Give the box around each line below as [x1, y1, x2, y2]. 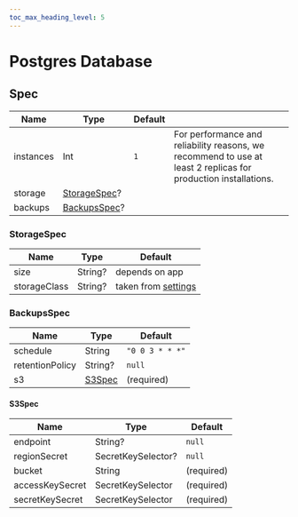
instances [13, 150, 55, 163]
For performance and [174, 128, 263, 140]
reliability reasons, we [174, 139, 265, 151]
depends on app [114, 266, 184, 278]
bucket [13, 465, 43, 477]
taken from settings [114, 280, 197, 292]
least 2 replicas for [174, 161, 252, 173]
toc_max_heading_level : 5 [9, 12, 105, 22]
